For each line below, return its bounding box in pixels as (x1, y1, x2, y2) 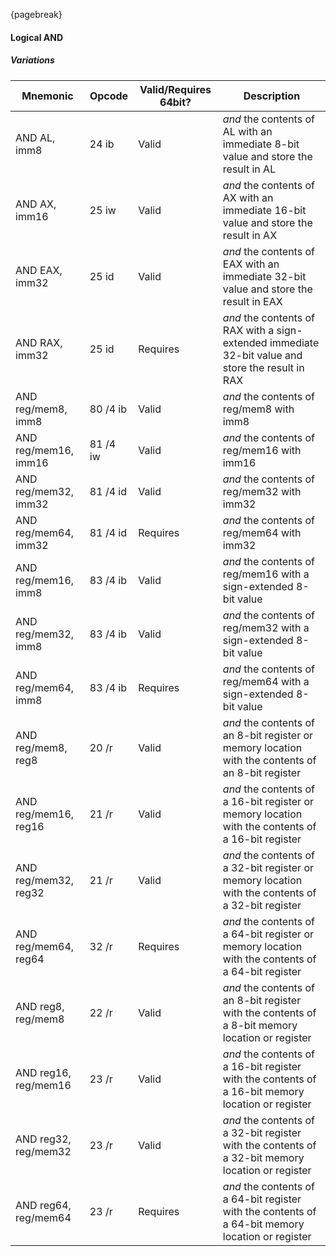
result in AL (222, 162, 277, 176)
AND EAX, (15, 263, 63, 277)
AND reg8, (15, 999, 65, 1013)
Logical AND (10, 31, 63, 43)
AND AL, (15, 130, 56, 144)
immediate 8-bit (222, 137, 300, 151)
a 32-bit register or (222, 860, 314, 874)
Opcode (89, 89, 129, 103)
